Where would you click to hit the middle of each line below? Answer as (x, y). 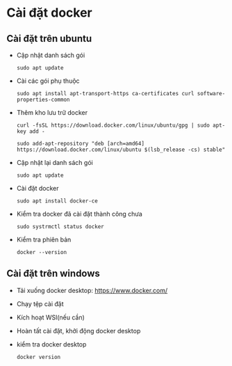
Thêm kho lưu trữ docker (52, 112)
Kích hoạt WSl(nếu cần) (50, 317)
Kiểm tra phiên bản (44, 239)
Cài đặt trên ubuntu (49, 39)
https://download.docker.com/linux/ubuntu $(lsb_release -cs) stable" (121, 150)
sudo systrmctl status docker (60, 227)
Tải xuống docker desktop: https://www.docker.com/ (92, 290)
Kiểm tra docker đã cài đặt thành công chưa (80, 214)
